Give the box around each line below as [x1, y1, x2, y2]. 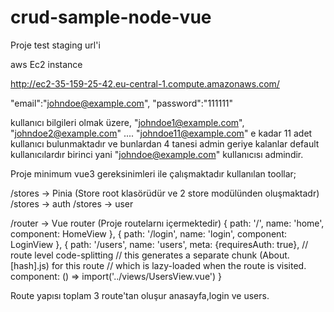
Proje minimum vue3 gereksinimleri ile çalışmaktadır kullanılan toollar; [10, 167, 297, 180]
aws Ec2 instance [10, 58, 83, 70]
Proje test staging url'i [10, 39, 101, 51]
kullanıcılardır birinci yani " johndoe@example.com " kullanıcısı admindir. [10, 148, 304, 160]
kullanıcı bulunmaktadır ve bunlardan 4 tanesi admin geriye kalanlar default [10, 137, 320, 150]
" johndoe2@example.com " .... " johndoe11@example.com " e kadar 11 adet [10, 127, 313, 139]
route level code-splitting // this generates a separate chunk [10, 249, 258, 261]
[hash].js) [10, 259, 50, 271]
